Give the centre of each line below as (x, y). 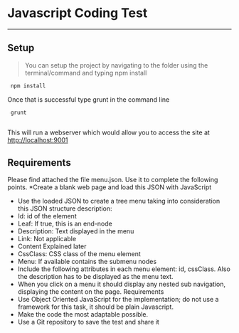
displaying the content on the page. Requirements (91, 292)
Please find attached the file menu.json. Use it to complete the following (113, 180)
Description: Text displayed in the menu (76, 231)
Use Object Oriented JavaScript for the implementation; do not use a (118, 300)
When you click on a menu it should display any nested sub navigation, (122, 284)
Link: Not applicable (47, 239)
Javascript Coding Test (78, 13)
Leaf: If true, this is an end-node (65, 224)
